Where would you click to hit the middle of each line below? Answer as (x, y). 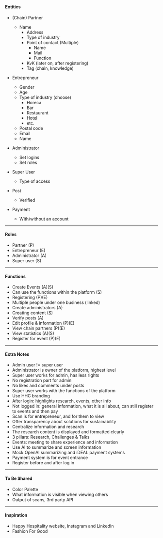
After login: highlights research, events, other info (62, 401)
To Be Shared (19, 478)
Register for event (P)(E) (36, 339)
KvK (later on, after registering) (57, 63)
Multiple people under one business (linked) (56, 302)
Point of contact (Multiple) (53, 42)
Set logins (29, 157)
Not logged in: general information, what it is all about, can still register (83, 406)
